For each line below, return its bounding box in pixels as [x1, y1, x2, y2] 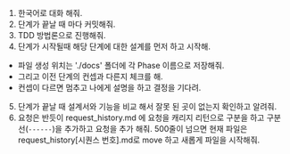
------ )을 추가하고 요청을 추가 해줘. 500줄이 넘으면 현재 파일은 [28, 124, 248, 134]
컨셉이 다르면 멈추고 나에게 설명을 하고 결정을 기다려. [17, 83, 202, 93]
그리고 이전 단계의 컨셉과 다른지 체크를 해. [17, 71, 163, 82]
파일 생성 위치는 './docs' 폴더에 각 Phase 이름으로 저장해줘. [17, 61, 225, 70]
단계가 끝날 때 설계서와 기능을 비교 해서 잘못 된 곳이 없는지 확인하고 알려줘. [17, 101, 278, 111]
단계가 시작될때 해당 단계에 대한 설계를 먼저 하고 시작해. [17, 41, 211, 52]
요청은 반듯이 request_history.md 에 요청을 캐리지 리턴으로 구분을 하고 [17, 112, 265, 123]
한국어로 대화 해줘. [17, 8, 83, 18]
